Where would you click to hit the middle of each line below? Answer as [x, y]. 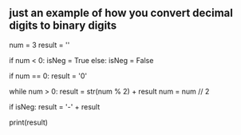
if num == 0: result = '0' [48, 76]
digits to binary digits [63, 26]
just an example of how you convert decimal [121, 13]
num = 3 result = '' [40, 45]
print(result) [29, 122]
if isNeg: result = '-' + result [55, 106]
